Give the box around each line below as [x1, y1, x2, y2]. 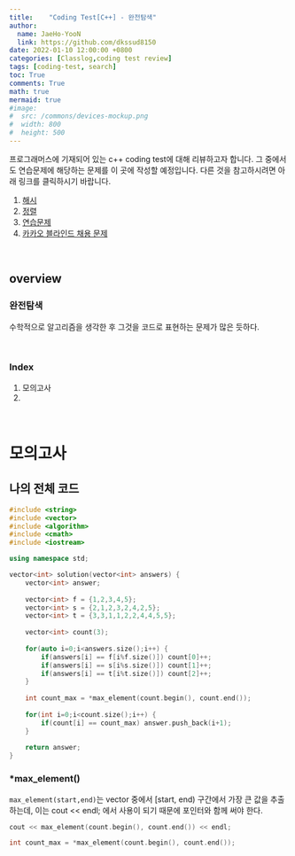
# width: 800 [9, 121, 62, 129]
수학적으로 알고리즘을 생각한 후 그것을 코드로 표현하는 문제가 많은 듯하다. [9, 321, 260, 332]
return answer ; [25, 743, 82, 752]
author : [9, 21, 38, 30]
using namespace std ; [9, 555, 89, 564]
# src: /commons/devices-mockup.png [9, 112, 149, 121]
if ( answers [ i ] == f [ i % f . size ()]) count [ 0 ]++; [41, 652, 213, 661]
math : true [9, 87, 50, 96]
